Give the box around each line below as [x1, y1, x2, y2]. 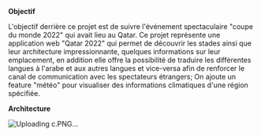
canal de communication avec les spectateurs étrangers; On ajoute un [8, 72, 237, 81]
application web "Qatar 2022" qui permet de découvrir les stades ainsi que [8, 39, 252, 48]
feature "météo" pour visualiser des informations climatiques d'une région [8, 80, 248, 90]
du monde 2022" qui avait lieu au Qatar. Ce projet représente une [8, 31, 221, 39]
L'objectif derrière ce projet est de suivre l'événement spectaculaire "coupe [8, 22, 254, 31]
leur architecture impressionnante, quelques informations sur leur [8, 47, 221, 56]
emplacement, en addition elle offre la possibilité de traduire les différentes [8, 55, 252, 64]
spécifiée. [8, 89, 41, 97]
